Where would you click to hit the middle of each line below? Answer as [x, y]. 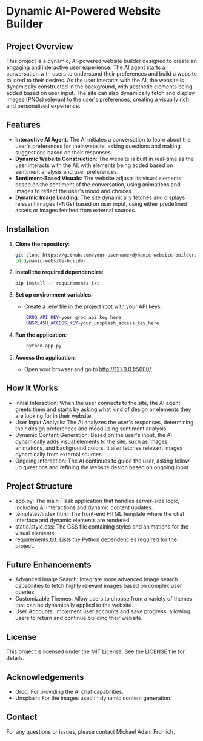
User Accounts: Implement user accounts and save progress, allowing [102, 611]
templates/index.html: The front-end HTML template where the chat [100, 513]
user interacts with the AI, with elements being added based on [94, 165]
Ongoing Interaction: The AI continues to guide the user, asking [94, 461]
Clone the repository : [42, 244]
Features [23, 125]
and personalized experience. [43, 106]
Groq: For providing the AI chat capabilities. [69, 691]
